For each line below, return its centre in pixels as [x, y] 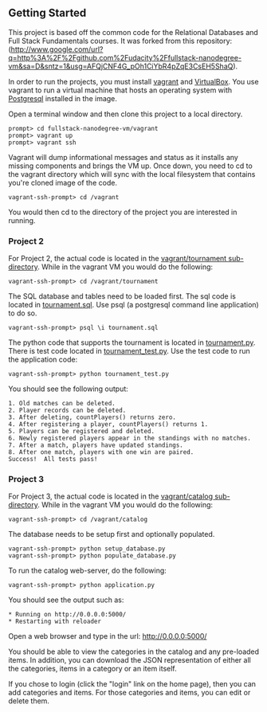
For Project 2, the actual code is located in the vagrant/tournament [118, 259]
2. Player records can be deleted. [67, 411]
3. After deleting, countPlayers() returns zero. [92, 417]
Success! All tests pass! [53, 460]
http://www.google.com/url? [57, 49]
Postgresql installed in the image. [63, 98]
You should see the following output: [69, 389]
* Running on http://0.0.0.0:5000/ [67, 615]
